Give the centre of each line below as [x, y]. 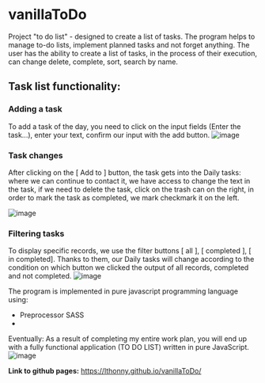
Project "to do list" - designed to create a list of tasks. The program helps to [132, 36]
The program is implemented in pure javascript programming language [123, 291]
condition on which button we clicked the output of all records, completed [129, 267]
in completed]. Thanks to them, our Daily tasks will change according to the [131, 260]
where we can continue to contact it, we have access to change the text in [129, 180]
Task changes [36, 155]
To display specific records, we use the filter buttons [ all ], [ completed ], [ [130, 251]
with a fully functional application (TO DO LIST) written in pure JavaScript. [129, 347]
